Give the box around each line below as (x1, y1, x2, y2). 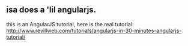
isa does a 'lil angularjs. (6, 5, 97, 15)
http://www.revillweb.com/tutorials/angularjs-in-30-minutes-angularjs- (6, 27, 182, 34)
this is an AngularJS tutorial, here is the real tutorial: (6, 20, 134, 27)
